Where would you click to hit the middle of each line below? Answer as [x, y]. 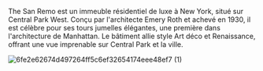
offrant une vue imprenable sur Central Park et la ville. [96, 44]
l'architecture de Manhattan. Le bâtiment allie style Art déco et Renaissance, [132, 36]
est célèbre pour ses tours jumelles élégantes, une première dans [114, 28]
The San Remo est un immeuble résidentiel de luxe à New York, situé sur [126, 11]
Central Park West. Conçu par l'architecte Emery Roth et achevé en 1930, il [130, 20]
